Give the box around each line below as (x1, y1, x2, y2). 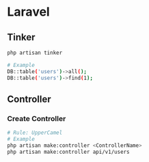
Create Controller (7, 113, 66, 123)
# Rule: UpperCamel (7, 129, 63, 137)
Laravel (7, 4, 50, 20)
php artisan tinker (7, 49, 63, 56)
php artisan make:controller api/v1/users (7, 148, 130, 155)
